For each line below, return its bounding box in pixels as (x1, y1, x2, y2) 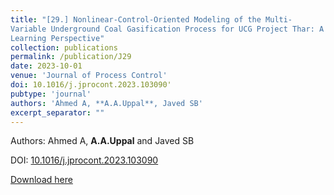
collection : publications (10, 42, 118, 53)
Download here (10, 174, 73, 186)
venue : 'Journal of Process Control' (10, 71, 168, 81)
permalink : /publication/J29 (10, 52, 132, 62)
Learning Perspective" (10, 33, 105, 43)
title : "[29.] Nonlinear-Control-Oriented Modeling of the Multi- (10, 14, 293, 25)
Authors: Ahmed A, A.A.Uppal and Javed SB (10, 135, 195, 147)
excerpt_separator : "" (10, 107, 105, 118)
